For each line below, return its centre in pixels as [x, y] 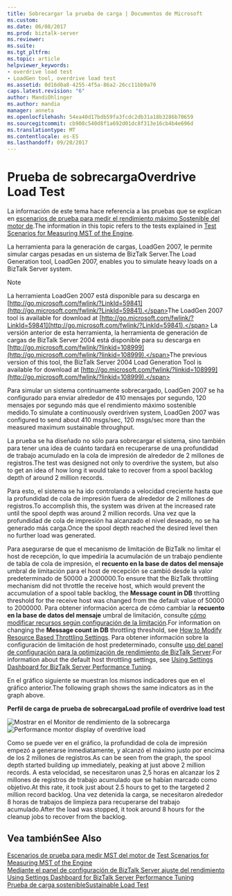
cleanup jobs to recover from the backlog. [67, 817]
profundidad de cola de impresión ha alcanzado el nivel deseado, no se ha [114, 521]
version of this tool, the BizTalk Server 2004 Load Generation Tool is [105, 363]
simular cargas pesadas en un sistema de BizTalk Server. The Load [102, 254]
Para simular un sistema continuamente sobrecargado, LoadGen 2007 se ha [116, 390]
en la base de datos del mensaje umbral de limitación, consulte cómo [107, 615]
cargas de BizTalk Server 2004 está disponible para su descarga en [104, 340]
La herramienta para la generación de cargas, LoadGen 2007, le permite [110, 247]
